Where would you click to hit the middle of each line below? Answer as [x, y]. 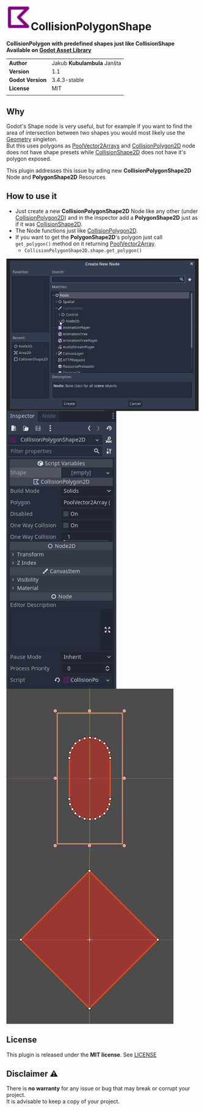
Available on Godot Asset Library [49, 50]
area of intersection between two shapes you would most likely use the [96, 133]
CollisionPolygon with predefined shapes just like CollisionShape [91, 43]
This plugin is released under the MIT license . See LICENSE [81, 1055]
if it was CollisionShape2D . [49, 224]
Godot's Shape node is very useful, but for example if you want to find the [99, 126]
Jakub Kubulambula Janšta [86, 63]
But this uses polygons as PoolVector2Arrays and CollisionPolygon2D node [101, 146]
